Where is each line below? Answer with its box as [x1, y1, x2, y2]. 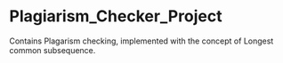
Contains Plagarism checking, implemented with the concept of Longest [9, 35, 274, 46]
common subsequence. [9, 44, 96, 55]
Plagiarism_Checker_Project [9, 6, 222, 27]
